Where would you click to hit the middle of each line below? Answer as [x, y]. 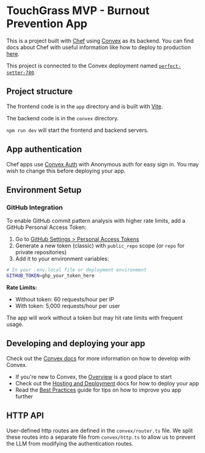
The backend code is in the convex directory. [63, 118]
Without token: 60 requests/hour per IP [65, 299]
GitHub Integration [35, 207]
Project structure [40, 92]
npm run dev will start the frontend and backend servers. [78, 130]
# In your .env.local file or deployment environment [77, 270]
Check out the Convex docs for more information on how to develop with [99, 358]
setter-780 [20, 72]
